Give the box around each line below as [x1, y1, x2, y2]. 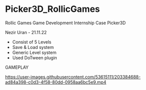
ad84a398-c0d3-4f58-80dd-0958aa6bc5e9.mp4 [5, 79, 107, 85]
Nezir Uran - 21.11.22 [5, 29, 47, 35]
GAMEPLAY [5, 64, 29, 70]
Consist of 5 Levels [12, 39, 52, 45]
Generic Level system [12, 49, 57, 55]
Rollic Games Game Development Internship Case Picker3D [5, 20, 126, 26]
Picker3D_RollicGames [5, 3, 100, 15]
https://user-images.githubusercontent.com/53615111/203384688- [5, 74, 141, 80]
